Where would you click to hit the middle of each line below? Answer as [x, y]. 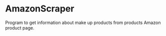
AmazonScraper [40, 9]
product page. [20, 27]
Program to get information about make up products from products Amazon [83, 22]
